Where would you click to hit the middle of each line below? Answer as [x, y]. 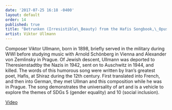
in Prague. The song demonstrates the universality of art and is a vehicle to [84, 87]
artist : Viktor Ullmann [31, 34]
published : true [23, 24]
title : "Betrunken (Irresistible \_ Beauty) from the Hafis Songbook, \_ [82, 29]
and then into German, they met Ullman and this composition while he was [84, 81]
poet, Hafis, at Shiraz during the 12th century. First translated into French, [83, 76]
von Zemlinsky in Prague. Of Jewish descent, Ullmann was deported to [80, 59]
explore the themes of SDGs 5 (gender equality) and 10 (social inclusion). [82, 92]
